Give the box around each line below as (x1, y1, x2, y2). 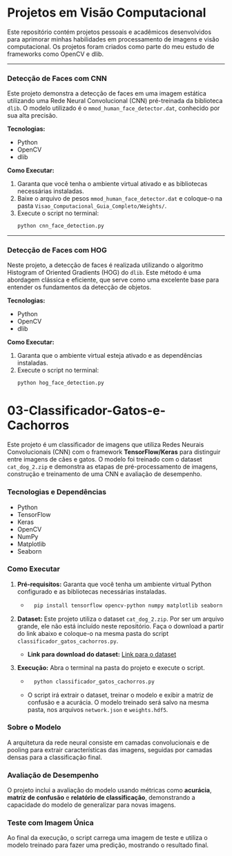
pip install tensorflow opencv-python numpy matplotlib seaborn (33, 602, 223, 609)
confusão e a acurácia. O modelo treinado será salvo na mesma (27, 698, 209, 707)
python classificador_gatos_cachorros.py (33, 678, 155, 685)
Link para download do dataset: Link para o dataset (27, 650, 177, 658)
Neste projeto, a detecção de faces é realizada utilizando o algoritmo (7, 261, 204, 269)
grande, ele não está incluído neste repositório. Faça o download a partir (17, 621, 224, 630)
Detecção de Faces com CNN (7, 73, 107, 83)
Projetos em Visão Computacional (7, 5, 206, 21)
